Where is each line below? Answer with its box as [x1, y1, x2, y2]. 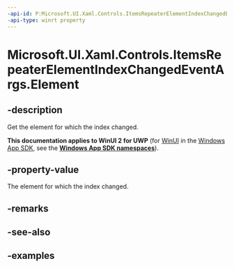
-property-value [7, 163, 79, 175]
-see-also [7, 226, 51, 238]
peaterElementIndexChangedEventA [7, 61, 225, 77]
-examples [7, 250, 55, 262]
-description [7, 104, 63, 116]
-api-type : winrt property [7, 17, 86, 24]
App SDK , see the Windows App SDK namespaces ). [7, 144, 159, 152]
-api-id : [7, 10, 33, 17]
